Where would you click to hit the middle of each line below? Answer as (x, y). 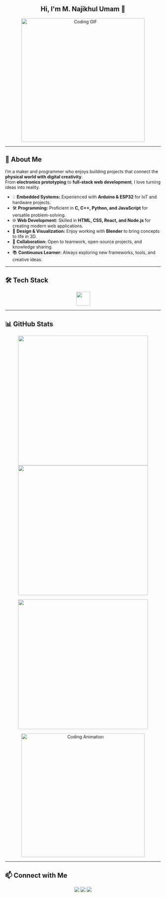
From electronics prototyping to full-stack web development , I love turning (83, 182)
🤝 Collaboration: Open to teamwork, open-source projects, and (77, 241)
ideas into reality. (23, 187)
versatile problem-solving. (39, 215)
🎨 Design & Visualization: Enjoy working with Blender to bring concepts (86, 231)
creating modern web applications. (48, 226)
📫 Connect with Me (36, 875)
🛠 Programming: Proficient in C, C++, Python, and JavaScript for (80, 208)
